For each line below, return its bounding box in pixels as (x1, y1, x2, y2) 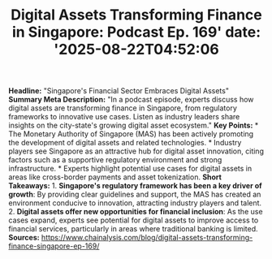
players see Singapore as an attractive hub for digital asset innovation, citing (8, 146, 264, 156)
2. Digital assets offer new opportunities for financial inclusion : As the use (8, 207, 263, 217)
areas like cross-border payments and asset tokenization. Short (8, 172, 222, 182)
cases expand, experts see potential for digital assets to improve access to (8, 215, 259, 225)
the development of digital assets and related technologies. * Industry (8, 138, 242, 148)
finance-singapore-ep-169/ (8, 241, 100, 251)
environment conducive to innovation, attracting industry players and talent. (8, 198, 262, 208)
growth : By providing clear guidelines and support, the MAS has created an (8, 189, 261, 200)
